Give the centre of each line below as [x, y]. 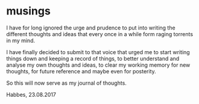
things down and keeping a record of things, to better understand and [93, 58]
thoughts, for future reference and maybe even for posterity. [81, 71]
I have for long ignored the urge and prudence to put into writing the [91, 28]
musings [29, 11]
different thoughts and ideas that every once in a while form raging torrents [100, 34]
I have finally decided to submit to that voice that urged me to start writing [98, 52]
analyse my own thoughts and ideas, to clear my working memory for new [98, 65]
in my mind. [21, 40]
